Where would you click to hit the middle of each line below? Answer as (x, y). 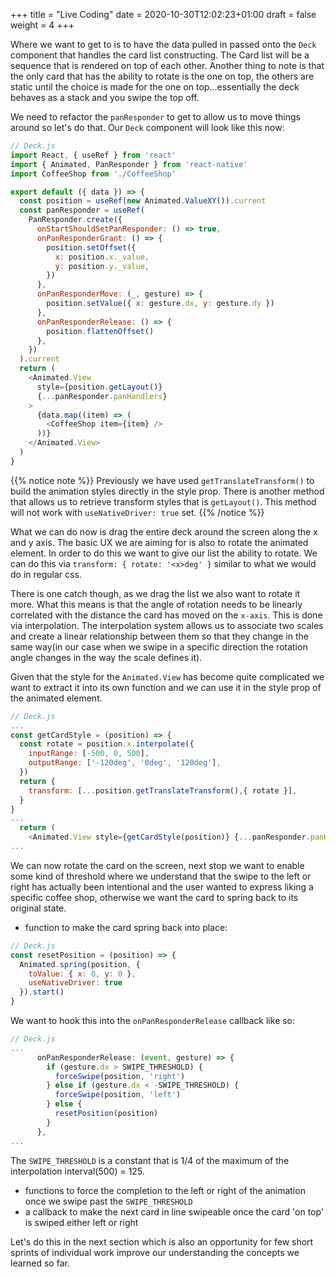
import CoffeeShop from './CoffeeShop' (93, 174)
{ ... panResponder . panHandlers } (102, 396)
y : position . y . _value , (102, 266)
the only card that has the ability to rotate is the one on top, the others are (162, 76)
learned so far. (40, 1263)
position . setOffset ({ (91, 247)
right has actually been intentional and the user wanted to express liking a (162, 886)
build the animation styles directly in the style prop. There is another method (167, 491)
